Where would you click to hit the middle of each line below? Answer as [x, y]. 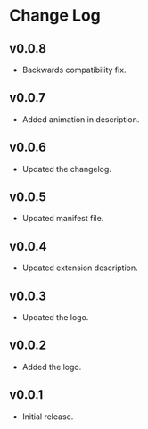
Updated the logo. [55, 318]
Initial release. [48, 417]
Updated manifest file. [63, 219]
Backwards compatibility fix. [74, 70]
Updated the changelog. [66, 169]
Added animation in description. [81, 119]
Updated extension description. [80, 268]
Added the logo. [52, 367]
